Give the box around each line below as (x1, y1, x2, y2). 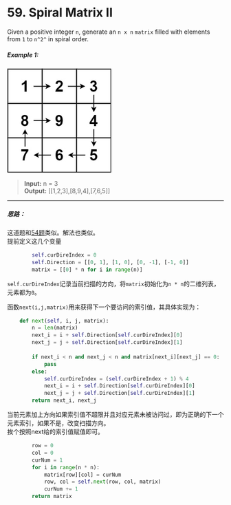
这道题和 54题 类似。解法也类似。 (7, 228, 100, 237)
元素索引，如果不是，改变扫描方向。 (7, 419, 110, 427)
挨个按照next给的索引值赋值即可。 (7, 428, 104, 436)
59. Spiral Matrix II (7, 5, 113, 21)
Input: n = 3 (23, 179, 58, 187)
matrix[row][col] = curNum (43, 471, 122, 478)
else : (32, 368, 48, 375)
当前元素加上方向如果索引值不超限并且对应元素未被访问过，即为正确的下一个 (7, 411, 224, 418)
